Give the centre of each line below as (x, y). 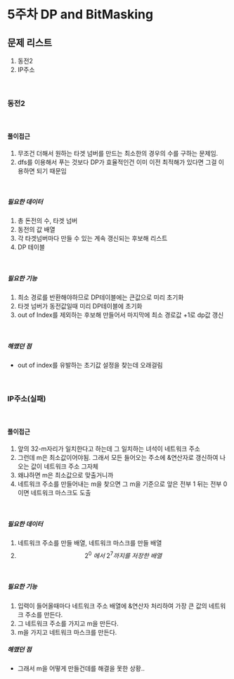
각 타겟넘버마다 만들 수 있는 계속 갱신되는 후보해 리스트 (92, 238)
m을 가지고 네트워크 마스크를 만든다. (67, 632)
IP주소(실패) (27, 399)
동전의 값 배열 (36, 230)
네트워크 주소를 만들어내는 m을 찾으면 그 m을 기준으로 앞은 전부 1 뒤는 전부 (119, 484)
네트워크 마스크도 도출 (61, 492)
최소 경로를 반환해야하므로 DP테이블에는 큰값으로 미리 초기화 (100, 297)
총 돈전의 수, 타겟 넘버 (47, 221)
